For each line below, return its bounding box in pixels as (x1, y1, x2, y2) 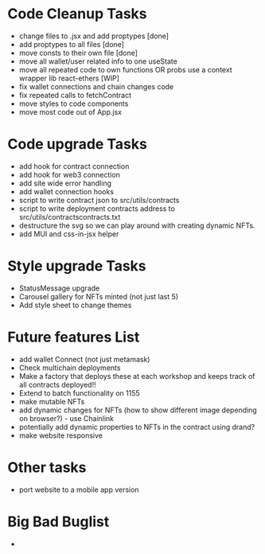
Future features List (7, 328, 140, 346)
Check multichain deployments (18, 363, 121, 373)
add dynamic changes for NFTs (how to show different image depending (18, 405, 258, 415)
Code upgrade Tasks (7, 135, 148, 154)
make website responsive (18, 431, 103, 440)
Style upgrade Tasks (7, 257, 146, 275)
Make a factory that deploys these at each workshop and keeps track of (18, 371, 255, 380)
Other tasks (7, 458, 87, 476)
